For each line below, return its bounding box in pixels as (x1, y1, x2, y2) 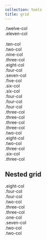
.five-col (5, 77, 22, 84)
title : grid (5, 12, 29, 17)
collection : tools (5, 7, 42, 12)
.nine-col (5, 51, 23, 57)
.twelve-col (5, 25, 28, 31)
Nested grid (5, 170, 42, 179)
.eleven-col (5, 30, 28, 36)
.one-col (5, 214, 22, 220)
